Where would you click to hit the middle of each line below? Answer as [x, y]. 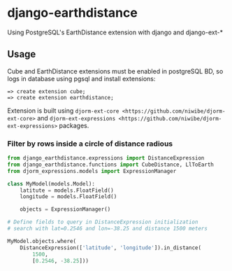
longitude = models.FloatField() [68, 197]
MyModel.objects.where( [42, 241]
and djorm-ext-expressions [77, 118]
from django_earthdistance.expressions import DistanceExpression [106, 158]
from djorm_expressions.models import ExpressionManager [92, 171]
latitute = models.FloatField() [67, 190]
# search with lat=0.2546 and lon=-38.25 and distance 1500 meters [108, 229]
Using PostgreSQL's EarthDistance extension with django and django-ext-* [115, 32]
